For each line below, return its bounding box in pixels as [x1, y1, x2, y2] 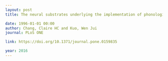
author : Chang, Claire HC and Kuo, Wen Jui [5, 25, 97, 30]
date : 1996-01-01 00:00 [5, 21, 55, 26]
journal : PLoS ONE [5, 30, 43, 35]
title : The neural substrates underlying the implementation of [5, 12, 142, 17]
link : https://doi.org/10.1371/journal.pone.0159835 [5, 39, 117, 44]
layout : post [5, 7, 32, 12]
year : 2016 [5, 48, 28, 53]
